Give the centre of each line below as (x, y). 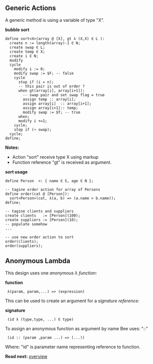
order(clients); (22, 241)
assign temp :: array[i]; (50, 99)
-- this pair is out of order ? (51, 86)
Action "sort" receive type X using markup (55, 157)
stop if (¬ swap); (33, 130)
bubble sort (17, 30)
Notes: (12, 147)
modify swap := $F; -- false (44, 73)
